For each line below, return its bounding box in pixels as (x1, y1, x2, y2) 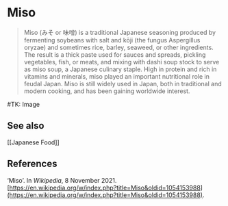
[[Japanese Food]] (7, 138, 60, 146)
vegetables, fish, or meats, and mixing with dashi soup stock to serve (23, 57, 220, 66)
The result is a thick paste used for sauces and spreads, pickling (23, 50, 206, 59)
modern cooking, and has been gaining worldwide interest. (23, 87, 190, 95)
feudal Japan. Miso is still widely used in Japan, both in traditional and (23, 79, 223, 88)
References (7, 158, 58, 170)
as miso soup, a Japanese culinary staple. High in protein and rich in (23, 65, 217, 73)
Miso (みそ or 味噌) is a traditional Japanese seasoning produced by (23, 28, 216, 36)
